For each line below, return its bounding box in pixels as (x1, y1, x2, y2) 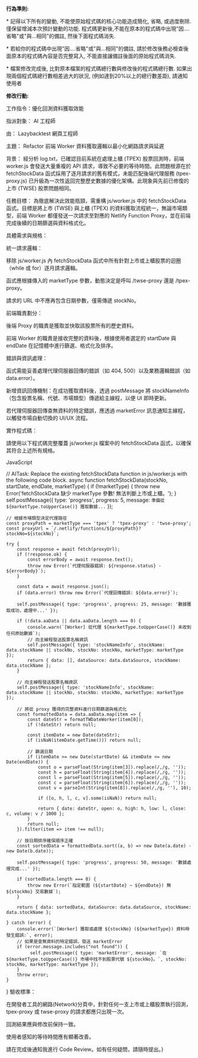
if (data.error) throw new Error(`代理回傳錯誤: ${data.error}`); (17, 590, 178, 596)
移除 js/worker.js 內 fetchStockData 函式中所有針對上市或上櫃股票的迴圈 (6, 257, 181, 264)
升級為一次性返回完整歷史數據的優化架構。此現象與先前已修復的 (33, 177, 189, 184)
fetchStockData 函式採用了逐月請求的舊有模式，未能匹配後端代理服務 (6, 170, 175, 177)
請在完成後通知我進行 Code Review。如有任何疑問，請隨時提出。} (6, 1046, 164, 1053)
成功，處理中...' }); (10, 608, 59, 614)
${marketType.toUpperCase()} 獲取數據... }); (6, 503, 113, 509)
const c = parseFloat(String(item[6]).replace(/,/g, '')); (37, 780, 186, 786)
